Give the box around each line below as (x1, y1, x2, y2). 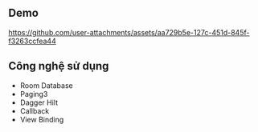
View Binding (19, 114, 64, 124)
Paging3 (19, 89, 48, 98)
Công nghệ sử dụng (8, 59, 109, 73)
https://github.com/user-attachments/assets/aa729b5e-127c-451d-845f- (8, 27, 250, 37)
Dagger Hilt (19, 98, 59, 107)
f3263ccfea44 (8, 36, 56, 46)
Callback (19, 106, 50, 115)
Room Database (19, 80, 74, 90)
